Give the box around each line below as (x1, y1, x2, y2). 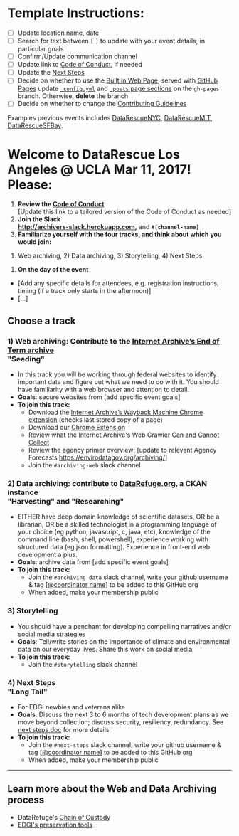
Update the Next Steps (17, 68, 85, 77)
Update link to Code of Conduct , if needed (17, 60, 142, 69)
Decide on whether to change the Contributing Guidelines (17, 100, 187, 108)
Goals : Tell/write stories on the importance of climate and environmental (17, 637, 230, 645)
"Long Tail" (7, 687, 48, 697)
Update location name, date (17, 28, 100, 37)
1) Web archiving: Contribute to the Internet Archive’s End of (7, 336, 220, 346)
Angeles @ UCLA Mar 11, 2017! (7, 162, 191, 177)
